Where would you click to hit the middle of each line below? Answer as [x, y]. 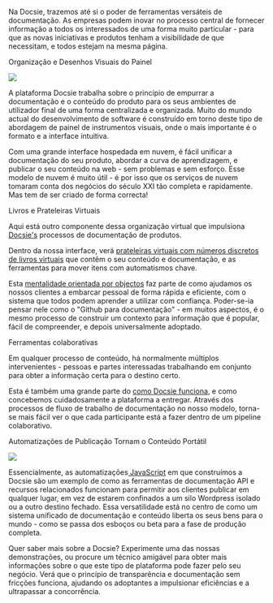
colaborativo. [30, 426]
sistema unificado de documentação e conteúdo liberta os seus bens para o [136, 515]
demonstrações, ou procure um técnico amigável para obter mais [118, 557]
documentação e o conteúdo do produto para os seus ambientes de [122, 101]
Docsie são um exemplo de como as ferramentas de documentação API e [132, 481]
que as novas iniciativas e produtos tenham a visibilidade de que [117, 37]
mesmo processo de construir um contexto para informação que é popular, [134, 318]
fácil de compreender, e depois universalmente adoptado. [105, 327]
